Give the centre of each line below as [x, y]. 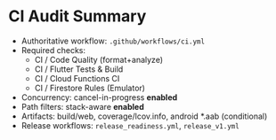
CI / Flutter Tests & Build [79, 69]
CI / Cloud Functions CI [77, 78]
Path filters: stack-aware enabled [82, 106]
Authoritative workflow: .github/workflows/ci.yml [113, 41]
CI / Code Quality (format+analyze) [99, 59]
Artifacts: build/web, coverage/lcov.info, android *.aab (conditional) [144, 116]
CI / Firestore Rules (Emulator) [90, 88]
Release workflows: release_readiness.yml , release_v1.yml [130, 125]
